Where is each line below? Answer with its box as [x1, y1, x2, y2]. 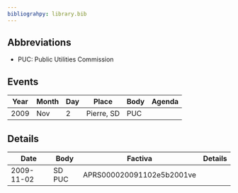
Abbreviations [7, 37, 72, 49]
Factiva [126, 153, 152, 163]
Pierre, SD [86, 109, 120, 119]
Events [7, 76, 39, 88]
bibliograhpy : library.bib [7, 10, 87, 18]
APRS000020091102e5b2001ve [82, 170, 197, 180]
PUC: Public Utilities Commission [17, 55, 114, 64]
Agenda [151, 97, 179, 107]
